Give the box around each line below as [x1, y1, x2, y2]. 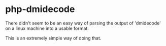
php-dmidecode [5, 3, 75, 15]
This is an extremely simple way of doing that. [5, 35, 102, 41]
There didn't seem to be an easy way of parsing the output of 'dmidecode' [5, 20, 161, 26]
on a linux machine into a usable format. [5, 25, 89, 31]
